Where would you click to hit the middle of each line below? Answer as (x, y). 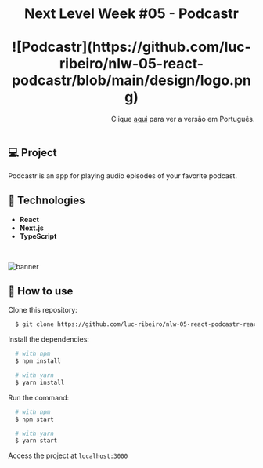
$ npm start (35, 419)
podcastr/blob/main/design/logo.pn (131, 80)
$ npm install (38, 361)
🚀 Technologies (47, 201)
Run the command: (39, 397)
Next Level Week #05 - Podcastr (131, 14)
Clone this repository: (43, 310)
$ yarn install (40, 382)
